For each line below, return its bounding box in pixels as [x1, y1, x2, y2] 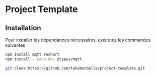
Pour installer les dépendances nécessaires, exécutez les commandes [5, 37, 151, 43]
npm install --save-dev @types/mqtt [5, 56, 82, 61]
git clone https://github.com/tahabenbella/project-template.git [5, 65, 145, 71]
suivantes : [5, 42, 28, 48]
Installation [5, 24, 41, 32]
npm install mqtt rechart [5, 52, 59, 57]
